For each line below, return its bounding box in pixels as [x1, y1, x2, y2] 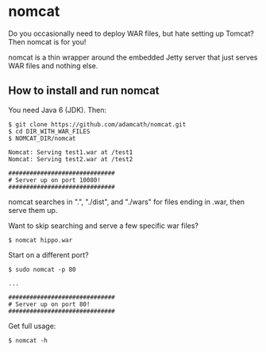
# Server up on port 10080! [8, 176, 102, 184]
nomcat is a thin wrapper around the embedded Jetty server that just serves [8, 52, 258, 62]
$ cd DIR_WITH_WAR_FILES [8, 127, 91, 135]
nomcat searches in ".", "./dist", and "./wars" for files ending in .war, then [8, 197, 245, 207]
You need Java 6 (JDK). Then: [8, 105, 107, 114]
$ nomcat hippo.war [8, 236, 73, 244]
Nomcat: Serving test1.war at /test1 [8, 148, 133, 157]
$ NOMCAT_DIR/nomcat [8, 134, 77, 142]
